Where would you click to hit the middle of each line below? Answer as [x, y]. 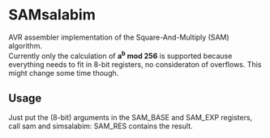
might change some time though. [64, 73]
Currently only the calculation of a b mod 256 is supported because [120, 55]
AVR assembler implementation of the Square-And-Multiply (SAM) [119, 37]
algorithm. [26, 45]
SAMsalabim [52, 15]
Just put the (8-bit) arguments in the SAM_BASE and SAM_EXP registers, [131, 118]
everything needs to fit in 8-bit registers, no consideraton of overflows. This [135, 64]
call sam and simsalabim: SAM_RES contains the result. [101, 126]
